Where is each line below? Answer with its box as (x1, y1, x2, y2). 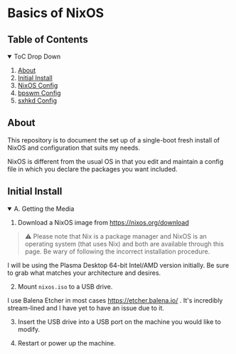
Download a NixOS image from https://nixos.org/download (17, 218, 190, 227)
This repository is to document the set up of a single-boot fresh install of (7, 135, 220, 144)
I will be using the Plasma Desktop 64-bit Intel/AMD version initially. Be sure (7, 261, 230, 269)
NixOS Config (17, 81, 58, 90)
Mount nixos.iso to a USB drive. (17, 282, 113, 291)
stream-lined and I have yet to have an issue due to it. (7, 303, 165, 312)
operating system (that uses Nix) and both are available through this (24, 239, 224, 248)
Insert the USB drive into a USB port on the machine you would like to (17, 317, 222, 326)
